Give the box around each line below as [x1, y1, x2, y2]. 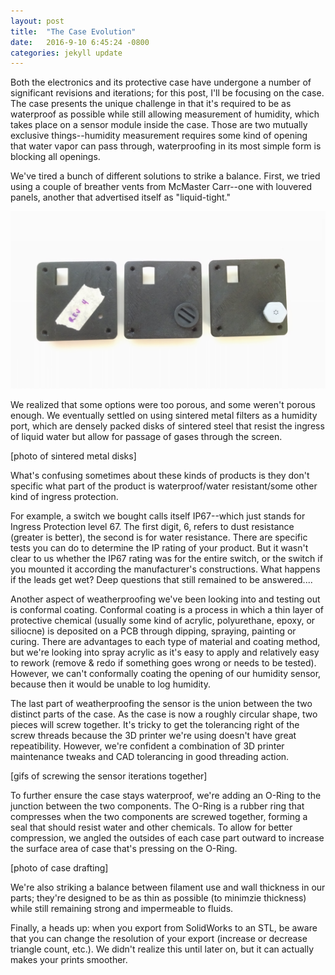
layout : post [10, 16, 65, 26]
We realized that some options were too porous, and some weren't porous [10, 398, 316, 410]
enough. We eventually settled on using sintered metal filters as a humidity [10, 409, 318, 421]
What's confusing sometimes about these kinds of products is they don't [10, 469, 310, 481]
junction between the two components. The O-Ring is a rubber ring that [10, 800, 305, 812]
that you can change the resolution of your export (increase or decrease [10, 932, 308, 944]
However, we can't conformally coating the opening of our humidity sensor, [10, 667, 322, 679]
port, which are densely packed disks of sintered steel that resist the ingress [10, 420, 325, 432]
